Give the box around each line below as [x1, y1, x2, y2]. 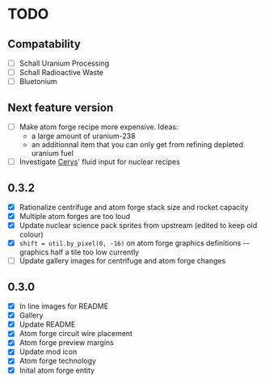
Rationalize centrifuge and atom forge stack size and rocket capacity [19, 202, 249, 212]
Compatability [7, 37, 82, 51]
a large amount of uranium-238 [31, 131, 136, 141]
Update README [19, 320, 76, 330]
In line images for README [19, 301, 109, 311]
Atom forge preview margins [19, 338, 114, 347]
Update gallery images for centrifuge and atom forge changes [19, 256, 226, 266]
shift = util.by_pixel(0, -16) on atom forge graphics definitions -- [19, 238, 250, 248]
